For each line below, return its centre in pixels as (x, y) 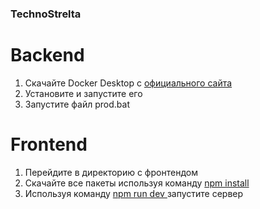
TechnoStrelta (46, 14)
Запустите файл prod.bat (77, 104)
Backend (47, 55)
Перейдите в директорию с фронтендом (111, 172)
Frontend (49, 144)
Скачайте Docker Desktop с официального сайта (128, 83)
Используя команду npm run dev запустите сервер (134, 193)
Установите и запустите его (83, 93)
